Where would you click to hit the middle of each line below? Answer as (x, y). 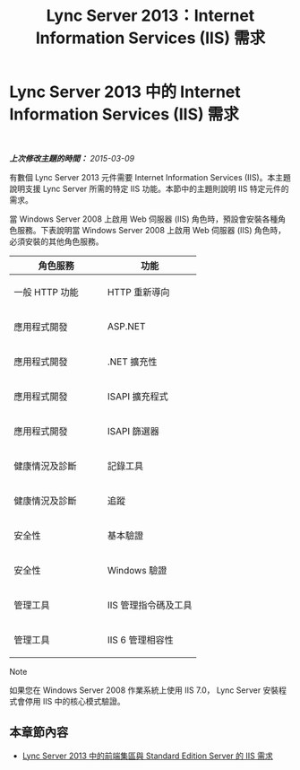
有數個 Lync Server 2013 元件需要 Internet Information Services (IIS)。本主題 (150, 177)
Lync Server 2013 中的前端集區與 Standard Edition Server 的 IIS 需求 (147, 756)
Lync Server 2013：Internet (150, 16)
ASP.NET (126, 326)
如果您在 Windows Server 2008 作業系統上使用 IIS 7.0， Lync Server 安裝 (144, 690)
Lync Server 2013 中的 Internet (125, 92)
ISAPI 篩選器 (133, 431)
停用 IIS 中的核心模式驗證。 (75, 701)
